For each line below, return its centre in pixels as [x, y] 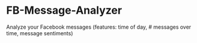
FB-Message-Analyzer [64, 10]
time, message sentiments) [40, 33]
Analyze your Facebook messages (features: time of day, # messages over [99, 27]
